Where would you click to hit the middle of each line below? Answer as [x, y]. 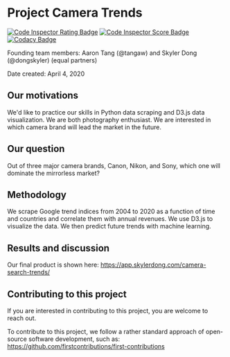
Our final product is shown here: [53, 265]
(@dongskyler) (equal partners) [52, 60]
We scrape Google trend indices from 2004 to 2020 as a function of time [112, 211]
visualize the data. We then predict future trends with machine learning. [109, 226]
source [17, 339]
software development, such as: [74, 339]
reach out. [22, 318]
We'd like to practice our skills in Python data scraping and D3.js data [106, 112]
